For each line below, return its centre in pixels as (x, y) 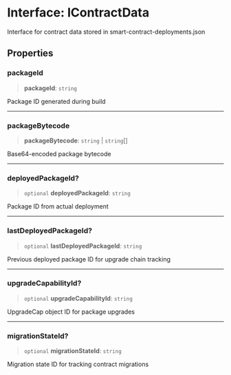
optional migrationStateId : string (73, 351)
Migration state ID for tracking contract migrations (78, 364)
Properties (30, 53)
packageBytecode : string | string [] (76, 140)
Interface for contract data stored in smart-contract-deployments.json (106, 32)
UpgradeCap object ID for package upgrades (71, 312)
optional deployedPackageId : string (77, 193)
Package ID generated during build (56, 101)
